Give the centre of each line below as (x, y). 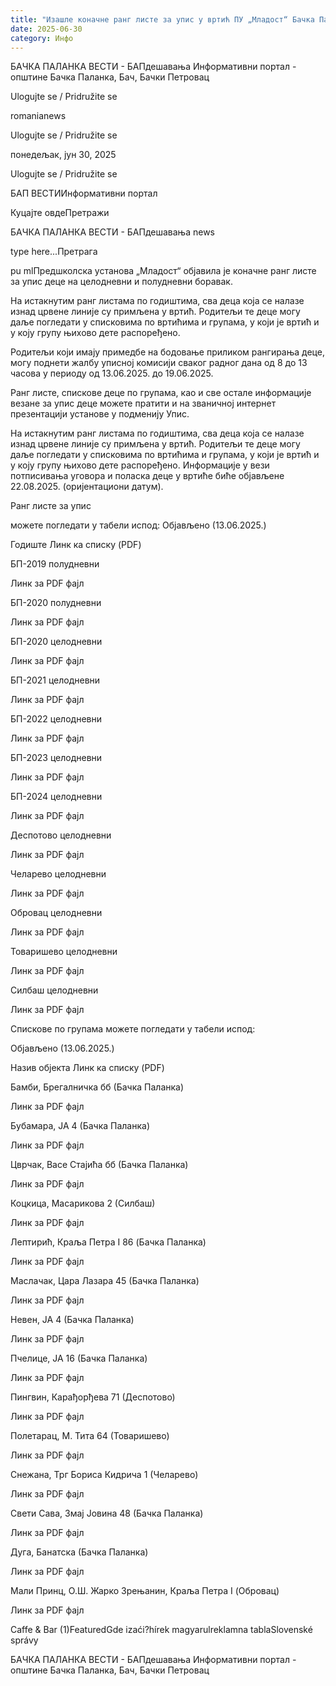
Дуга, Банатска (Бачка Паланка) (79, 1552)
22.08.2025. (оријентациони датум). (87, 487)
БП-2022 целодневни (56, 719)
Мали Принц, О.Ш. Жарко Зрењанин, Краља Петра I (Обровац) (145, 1591)
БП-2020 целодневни (56, 642)
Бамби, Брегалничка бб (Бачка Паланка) (97, 1087)
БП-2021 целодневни (55, 680)
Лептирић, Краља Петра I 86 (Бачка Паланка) (108, 1242)
